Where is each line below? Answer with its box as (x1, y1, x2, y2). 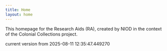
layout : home (5, 12, 33, 17)
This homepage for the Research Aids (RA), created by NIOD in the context (5, 25, 162, 31)
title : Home (5, 7, 30, 12)
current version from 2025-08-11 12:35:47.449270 (5, 40, 110, 46)
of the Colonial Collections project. (5, 31, 78, 37)
